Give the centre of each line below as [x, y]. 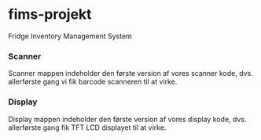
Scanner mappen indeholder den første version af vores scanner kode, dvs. [130, 74]
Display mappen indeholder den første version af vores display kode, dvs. [127, 119]
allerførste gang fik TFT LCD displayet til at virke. [87, 127]
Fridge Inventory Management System [70, 36]
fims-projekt [50, 14]
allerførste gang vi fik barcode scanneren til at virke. [93, 82]
